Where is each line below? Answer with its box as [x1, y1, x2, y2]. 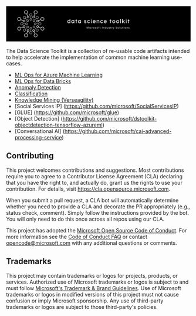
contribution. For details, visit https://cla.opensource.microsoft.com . [6, 185, 171, 192]
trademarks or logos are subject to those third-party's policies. [6, 303, 158, 310]
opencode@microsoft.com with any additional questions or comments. [6, 239, 177, 247]
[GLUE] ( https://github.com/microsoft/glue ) [14, 109, 119, 116]
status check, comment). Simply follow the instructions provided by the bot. [6, 209, 190, 216]
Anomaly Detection [14, 84, 62, 91]
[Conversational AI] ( [14, 127, 65, 135]
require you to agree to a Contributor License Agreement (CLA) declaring [6, 172, 183, 179]
